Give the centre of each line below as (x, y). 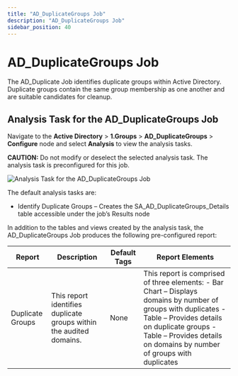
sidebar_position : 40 (39, 27)
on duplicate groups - (180, 327)
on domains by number (182, 345)
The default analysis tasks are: (52, 193)
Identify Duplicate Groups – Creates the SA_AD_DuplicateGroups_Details (123, 206)
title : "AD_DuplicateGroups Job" (57, 14)
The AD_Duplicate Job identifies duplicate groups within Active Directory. (114, 82)
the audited (70, 331)
